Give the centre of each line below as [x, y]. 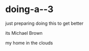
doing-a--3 [29, 9]
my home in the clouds [29, 43]
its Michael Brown [24, 33]
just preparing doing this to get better [44, 23]
